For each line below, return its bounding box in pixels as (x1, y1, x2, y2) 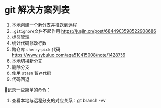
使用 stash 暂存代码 (11, 70, 52, 76)
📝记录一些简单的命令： (4, 87, 51, 93)
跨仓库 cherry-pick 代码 (11, 46, 61, 52)
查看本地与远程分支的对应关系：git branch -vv (11, 97, 106, 103)
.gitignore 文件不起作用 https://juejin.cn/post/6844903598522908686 (11, 28, 156, 34)
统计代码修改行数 (11, 40, 47, 46)
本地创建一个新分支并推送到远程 (11, 22, 77, 28)
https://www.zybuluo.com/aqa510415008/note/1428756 (11, 52, 126, 58)
